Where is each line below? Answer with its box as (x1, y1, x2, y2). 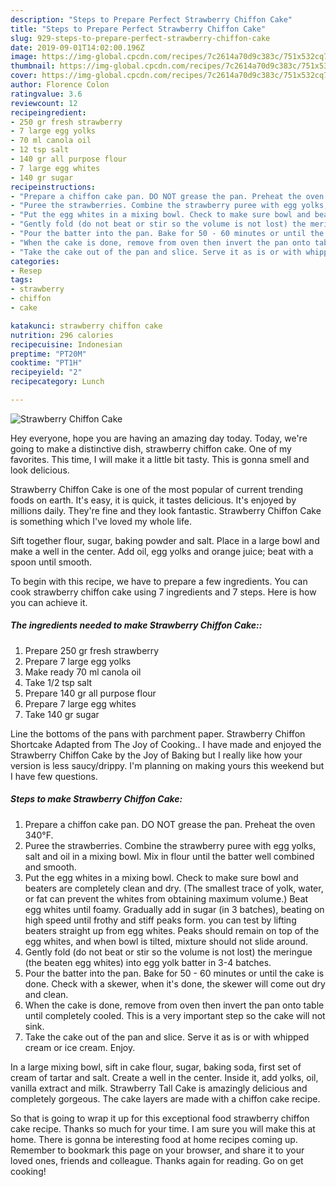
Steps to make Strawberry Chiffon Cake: (10, 793, 183, 805)
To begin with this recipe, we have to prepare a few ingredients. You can (10, 575, 308, 587)
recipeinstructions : (10, 182, 97, 192)
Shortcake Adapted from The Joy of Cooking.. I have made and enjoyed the (10, 738, 322, 750)
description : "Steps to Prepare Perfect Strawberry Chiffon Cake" (10, 14, 293, 25)
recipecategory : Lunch (10, 377, 105, 387)
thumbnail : (10, 61, 56, 71)
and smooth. (24, 861, 77, 873)
